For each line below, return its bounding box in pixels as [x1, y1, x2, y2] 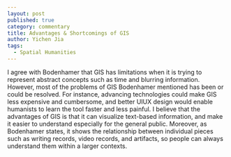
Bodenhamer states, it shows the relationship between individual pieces [7, 126, 214, 135]
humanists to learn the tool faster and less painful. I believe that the [7, 105, 201, 113]
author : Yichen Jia [7, 36, 64, 43]
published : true [7, 17, 54, 24]
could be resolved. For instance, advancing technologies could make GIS [7, 90, 218, 98]
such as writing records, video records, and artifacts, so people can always [7, 134, 223, 142]
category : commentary [7, 23, 70, 30]
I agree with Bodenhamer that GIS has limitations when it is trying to [7, 67, 202, 76]
